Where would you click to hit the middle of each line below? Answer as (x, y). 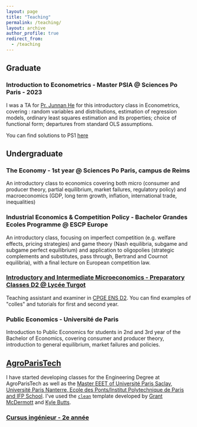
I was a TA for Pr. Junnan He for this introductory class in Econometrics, (93, 105)
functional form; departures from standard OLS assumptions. (80, 124)
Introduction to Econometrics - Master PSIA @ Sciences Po (92, 85)
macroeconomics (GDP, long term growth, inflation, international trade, (91, 196)
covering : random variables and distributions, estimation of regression (91, 111)
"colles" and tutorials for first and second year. (62, 304)
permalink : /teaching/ (34, 22)
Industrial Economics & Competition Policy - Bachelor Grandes (97, 217)
